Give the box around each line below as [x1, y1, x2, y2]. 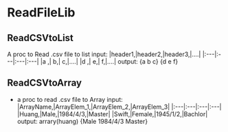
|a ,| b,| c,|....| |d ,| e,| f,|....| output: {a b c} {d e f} [40, 57, 179, 66]
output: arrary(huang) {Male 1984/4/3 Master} [16, 117, 148, 125]
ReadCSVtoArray [7, 77, 82, 89]
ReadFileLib [7, 5, 76, 21]
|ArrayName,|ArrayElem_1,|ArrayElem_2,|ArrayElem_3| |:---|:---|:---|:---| [16, 103, 222, 111]
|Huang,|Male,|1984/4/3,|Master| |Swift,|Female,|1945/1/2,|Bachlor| [16, 109, 208, 118]
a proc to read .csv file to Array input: [16, 95, 124, 103]
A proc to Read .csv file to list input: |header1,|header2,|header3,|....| [7, 50, 201, 58]
